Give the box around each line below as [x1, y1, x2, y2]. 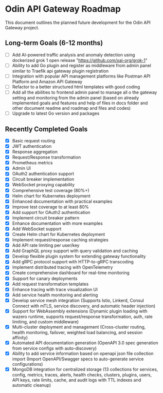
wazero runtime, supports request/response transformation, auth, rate [12, 314, 153, 319]
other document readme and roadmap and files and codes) [12, 105, 131, 111]
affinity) [12, 334, 28, 340]
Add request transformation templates [12, 281, 89, 287]
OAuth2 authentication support [12, 171, 74, 177]
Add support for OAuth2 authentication [12, 209, 91, 215]
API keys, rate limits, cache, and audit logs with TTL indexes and [12, 377, 142, 383]
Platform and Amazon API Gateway [12, 79, 83, 84]
